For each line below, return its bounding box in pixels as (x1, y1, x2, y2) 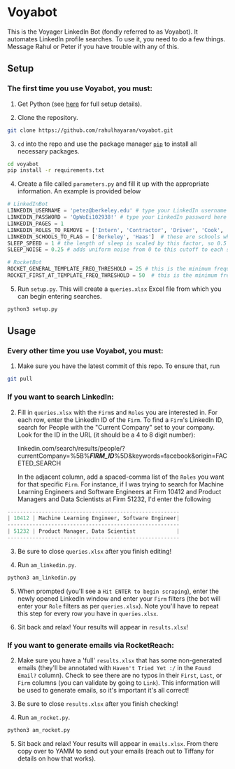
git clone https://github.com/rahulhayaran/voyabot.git (7, 127, 173, 134)
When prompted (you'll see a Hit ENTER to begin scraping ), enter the (17, 587, 219, 595)
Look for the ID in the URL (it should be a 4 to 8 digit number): (17, 430, 196, 439)
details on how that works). (17, 754, 97, 763)
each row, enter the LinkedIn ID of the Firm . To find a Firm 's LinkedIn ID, (17, 415, 224, 424)
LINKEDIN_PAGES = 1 (7, 220, 64, 227)
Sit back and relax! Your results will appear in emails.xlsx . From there (17, 740, 219, 748)
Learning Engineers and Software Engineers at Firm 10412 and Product (17, 487, 222, 496)
